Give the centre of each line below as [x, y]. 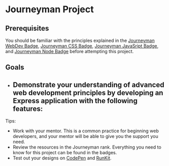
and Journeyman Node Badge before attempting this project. [70, 51]
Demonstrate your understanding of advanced [89, 85]
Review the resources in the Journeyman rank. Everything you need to [87, 147]
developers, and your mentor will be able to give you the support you [86, 136]
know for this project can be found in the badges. [65, 153]
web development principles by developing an [88, 93]
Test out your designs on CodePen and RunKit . [62, 158]
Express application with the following [75, 101]
